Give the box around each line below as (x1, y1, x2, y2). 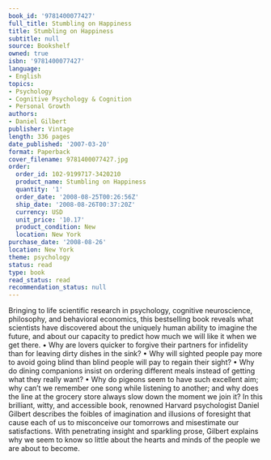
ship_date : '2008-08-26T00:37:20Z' (15, 200, 136, 209)
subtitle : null (8, 34, 60, 43)
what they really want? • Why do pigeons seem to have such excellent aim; (8, 375, 259, 385)
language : (8, 65, 42, 73)
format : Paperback (8, 148, 70, 156)
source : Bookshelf (8, 42, 70, 50)
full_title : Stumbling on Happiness (8, 19, 132, 28)
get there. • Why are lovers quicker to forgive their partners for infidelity (8, 340, 248, 350)
